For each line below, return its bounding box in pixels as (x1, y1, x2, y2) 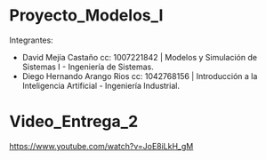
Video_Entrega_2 (9, 112, 139, 132)
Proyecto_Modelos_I (9, 5, 164, 26)
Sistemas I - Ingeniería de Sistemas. (21, 61, 154, 72)
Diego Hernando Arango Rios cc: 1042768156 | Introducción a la (21, 70, 258, 81)
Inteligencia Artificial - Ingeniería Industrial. (21, 80, 181, 91)
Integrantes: (9, 35, 53, 45)
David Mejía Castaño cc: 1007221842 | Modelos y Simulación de (21, 52, 258, 62)
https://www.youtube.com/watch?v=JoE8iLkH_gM (9, 140, 194, 151)
